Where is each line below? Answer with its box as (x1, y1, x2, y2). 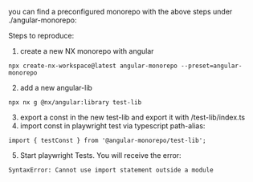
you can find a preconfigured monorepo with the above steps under (8, 7, 233, 16)
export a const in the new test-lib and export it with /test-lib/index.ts (19, 112, 246, 122)
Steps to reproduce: (8, 31, 75, 40)
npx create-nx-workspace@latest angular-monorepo (8, 62, 178, 70)
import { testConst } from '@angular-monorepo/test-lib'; (8, 136, 206, 144)
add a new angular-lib (19, 83, 92, 92)
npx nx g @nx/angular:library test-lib (8, 99, 142, 107)
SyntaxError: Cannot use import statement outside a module (8, 166, 214, 174)
